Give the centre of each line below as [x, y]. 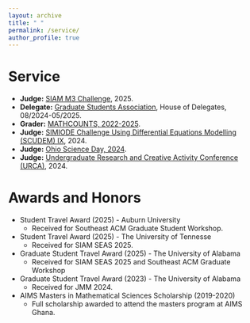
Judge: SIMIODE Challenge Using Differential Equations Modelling [128, 132]
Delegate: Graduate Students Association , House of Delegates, [123, 107]
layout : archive [35, 15]
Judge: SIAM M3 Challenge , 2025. [76, 99]
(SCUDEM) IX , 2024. [53, 141]
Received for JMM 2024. [72, 287]
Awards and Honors [75, 198]
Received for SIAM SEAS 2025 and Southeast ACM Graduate [131, 262]
